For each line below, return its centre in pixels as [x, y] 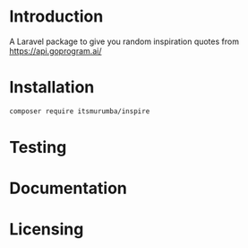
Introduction [56, 17]
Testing [38, 147]
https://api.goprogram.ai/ [56, 50]
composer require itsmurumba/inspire [80, 111]
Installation [52, 88]
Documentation [68, 188]
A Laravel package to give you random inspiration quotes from [124, 41]
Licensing [47, 230]
